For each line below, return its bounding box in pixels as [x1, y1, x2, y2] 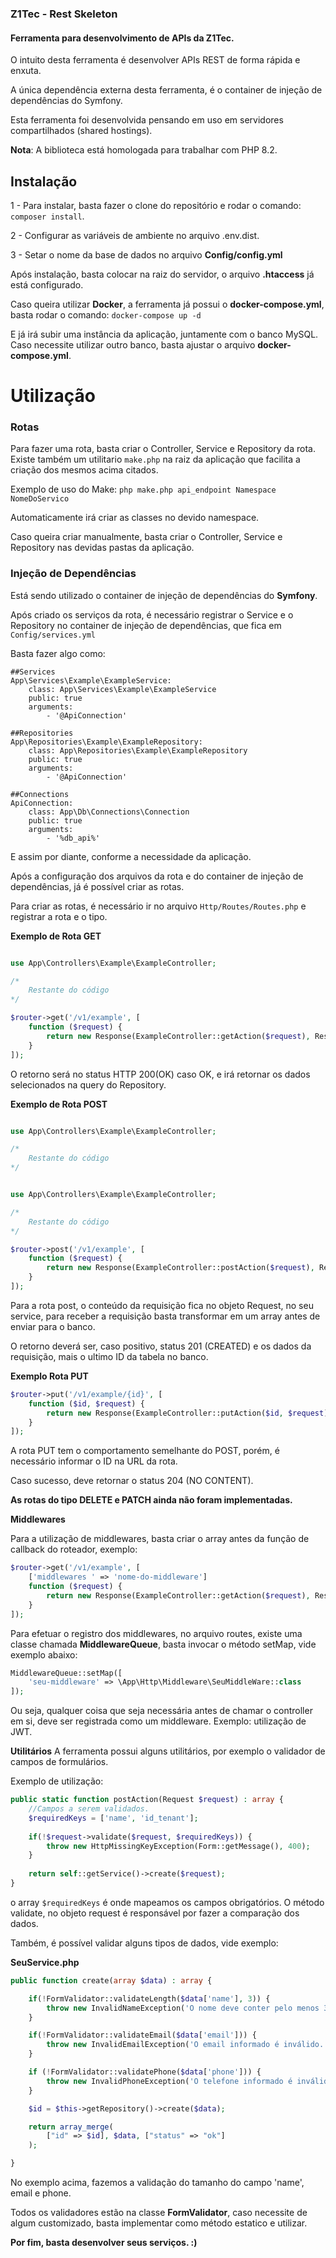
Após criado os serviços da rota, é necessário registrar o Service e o [10, 608, 294, 621]
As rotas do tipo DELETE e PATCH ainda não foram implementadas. [10, 1494, 293, 1506]
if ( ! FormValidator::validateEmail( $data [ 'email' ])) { [28, 2030, 257, 2041]
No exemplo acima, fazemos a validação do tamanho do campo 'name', [10, 2177, 305, 2189]
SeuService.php [10, 1956, 80, 1968]
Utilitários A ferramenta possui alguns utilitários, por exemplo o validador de [10, 1745, 326, 1757]
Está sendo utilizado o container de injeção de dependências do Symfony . [10, 589, 318, 601]
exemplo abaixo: [10, 1648, 78, 1661]
